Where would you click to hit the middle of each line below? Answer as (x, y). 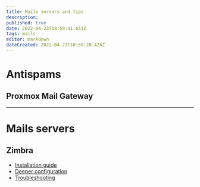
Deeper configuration (41, 171)
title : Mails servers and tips (45, 12)
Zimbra (20, 150)
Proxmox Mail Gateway (50, 96)
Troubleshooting (35, 177)
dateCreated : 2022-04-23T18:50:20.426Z (56, 45)
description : (22, 17)
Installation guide (36, 165)
